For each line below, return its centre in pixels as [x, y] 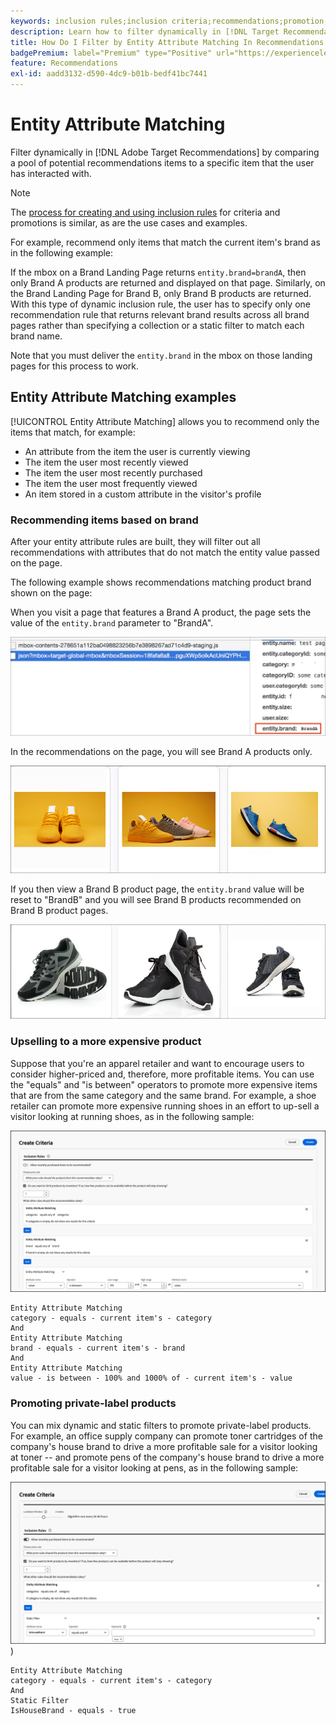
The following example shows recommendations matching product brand [161, 582]
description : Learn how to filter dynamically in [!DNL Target [145, 31]
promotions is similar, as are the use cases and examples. [129, 222]
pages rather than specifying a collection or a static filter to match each [157, 325]
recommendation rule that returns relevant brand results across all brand [160, 314]
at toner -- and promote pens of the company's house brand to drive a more [167, 1457]
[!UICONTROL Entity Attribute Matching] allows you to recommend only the [165, 421]
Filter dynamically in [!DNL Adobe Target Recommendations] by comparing [165, 152]
